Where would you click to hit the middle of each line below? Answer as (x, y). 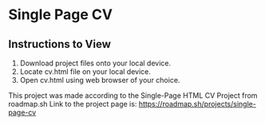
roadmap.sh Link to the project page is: (73, 104)
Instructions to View (60, 44)
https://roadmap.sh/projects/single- (198, 104)
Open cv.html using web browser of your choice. (100, 80)
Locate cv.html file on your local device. (85, 72)
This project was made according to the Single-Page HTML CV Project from (133, 96)
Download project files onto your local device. (95, 63)
